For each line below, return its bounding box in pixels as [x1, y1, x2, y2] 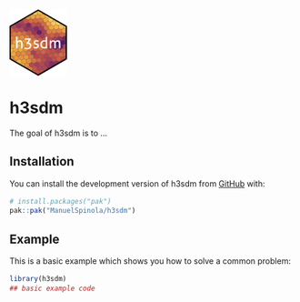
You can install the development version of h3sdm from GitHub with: [9, 177, 265, 189]
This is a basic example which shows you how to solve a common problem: [9, 256, 291, 267]
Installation [9, 154, 75, 169]
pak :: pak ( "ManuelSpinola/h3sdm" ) [9, 206, 136, 216]
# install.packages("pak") [9, 196, 112, 206]
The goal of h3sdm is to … [9, 127, 107, 138]
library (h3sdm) [9, 275, 67, 284]
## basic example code [9, 284, 95, 293]
